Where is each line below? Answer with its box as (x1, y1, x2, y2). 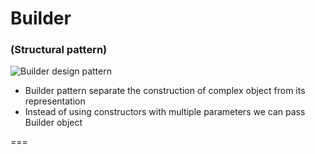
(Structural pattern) (10, 43, 108, 57)
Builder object (24, 117, 83, 129)
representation (24, 95, 86, 107)
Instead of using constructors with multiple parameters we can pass (24, 106, 306, 118)
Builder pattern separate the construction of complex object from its (24, 85, 306, 97)
